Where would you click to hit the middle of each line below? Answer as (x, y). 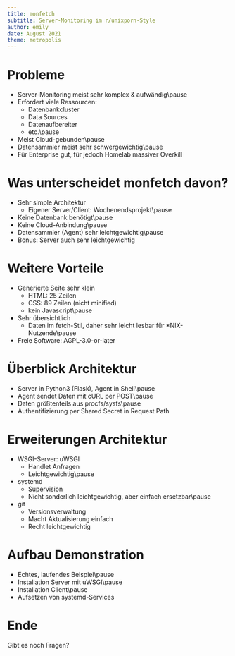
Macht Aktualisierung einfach (70, 518)
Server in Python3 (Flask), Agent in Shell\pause (86, 388)
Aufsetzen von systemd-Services (66, 597)
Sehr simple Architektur (52, 202)
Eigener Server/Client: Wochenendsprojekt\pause (100, 210)
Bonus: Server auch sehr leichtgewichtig (76, 240)
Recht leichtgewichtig (59, 526)
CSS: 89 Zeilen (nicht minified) (72, 303)
